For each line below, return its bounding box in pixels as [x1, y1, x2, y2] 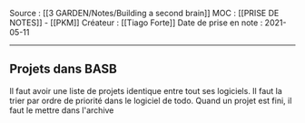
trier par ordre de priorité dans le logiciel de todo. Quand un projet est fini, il [9, 95, 292, 106]
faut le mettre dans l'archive [9, 104, 114, 116]
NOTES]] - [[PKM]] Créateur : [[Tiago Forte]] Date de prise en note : [9, 17, 263, 28]
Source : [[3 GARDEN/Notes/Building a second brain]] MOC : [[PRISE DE [9, 8, 280, 18]
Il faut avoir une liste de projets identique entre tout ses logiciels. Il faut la [9, 85, 283, 96]
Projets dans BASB [9, 61, 118, 77]
